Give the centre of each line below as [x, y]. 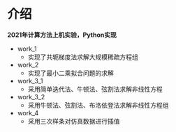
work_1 [27, 49]
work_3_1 [30, 81]
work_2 [28, 65]
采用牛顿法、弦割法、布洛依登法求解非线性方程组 [98, 105]
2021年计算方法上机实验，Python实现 [62, 35]
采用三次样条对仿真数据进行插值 [74, 121]
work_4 [28, 113]
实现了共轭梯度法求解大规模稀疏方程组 [83, 57]
